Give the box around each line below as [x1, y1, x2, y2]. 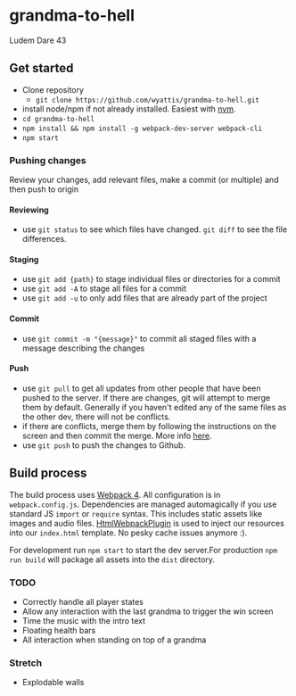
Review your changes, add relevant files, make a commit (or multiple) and [9, 175, 279, 186]
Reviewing [9, 204, 49, 215]
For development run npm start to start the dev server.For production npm [9, 544, 278, 555]
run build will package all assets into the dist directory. [9, 554, 216, 565]
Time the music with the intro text [21, 615, 145, 626]
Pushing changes [9, 153, 86, 166]
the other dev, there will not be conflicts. [21, 411, 171, 422]
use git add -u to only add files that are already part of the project [21, 293, 267, 303]
